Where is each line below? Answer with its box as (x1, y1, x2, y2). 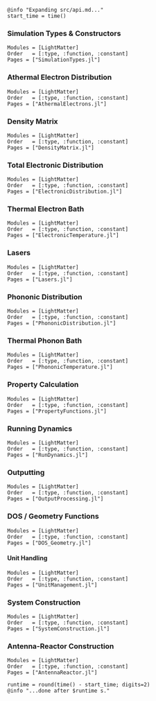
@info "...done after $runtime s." (7, 687, 110, 695)
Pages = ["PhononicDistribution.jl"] (7, 320, 116, 327)
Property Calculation (7, 380, 79, 390)
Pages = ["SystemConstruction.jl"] (7, 625, 110, 632)
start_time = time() (7, 12, 67, 19)
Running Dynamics (7, 424, 73, 433)
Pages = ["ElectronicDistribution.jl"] (7, 188, 123, 196)
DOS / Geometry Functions (7, 512, 99, 521)
